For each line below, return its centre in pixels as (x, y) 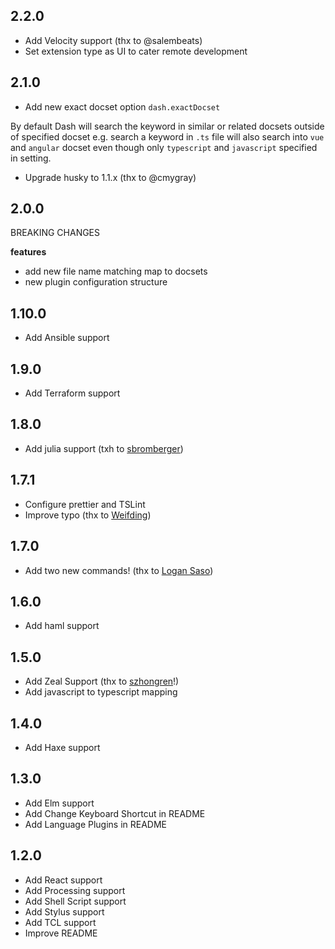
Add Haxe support (62, 747)
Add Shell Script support (75, 901)
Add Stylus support (64, 911)
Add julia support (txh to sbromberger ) (104, 448)
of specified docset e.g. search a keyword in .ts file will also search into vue (167, 136)
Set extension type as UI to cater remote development (136, 51)
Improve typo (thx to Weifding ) (88, 515)
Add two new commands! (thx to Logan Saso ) (119, 570)
